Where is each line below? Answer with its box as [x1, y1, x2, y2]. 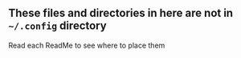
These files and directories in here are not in [8, 6, 234, 20]
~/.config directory [8, 19, 107, 33]
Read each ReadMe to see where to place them [8, 40, 165, 50]
